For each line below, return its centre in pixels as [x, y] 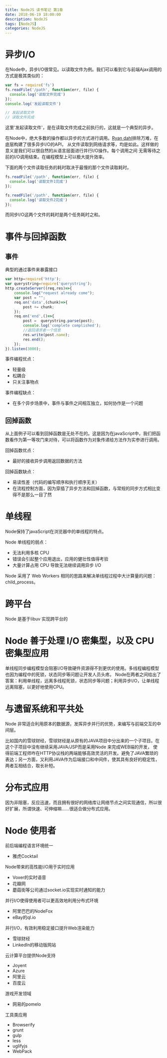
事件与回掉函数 [36, 237]
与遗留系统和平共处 [44, 709]
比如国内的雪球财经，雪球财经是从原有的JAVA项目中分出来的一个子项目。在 [83, 741]
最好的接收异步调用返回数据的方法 [47, 461]
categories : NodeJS [25, 28]
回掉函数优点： [20, 451]
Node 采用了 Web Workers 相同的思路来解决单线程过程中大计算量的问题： [81, 576]
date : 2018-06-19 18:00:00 [33, 14]
